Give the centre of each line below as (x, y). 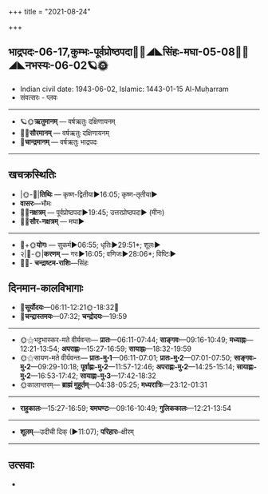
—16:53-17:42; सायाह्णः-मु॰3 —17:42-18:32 (94, 376)
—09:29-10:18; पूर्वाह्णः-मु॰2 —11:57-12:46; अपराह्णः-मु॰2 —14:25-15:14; (133, 367)
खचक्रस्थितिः (32, 175)
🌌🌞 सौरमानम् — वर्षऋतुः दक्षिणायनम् (65, 133)
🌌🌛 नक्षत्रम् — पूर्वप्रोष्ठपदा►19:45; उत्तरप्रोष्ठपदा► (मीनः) (92, 212)
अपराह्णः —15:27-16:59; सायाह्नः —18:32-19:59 (126, 349)
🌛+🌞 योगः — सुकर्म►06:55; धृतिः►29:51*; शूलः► (90, 245)
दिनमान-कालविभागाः (46, 288)
